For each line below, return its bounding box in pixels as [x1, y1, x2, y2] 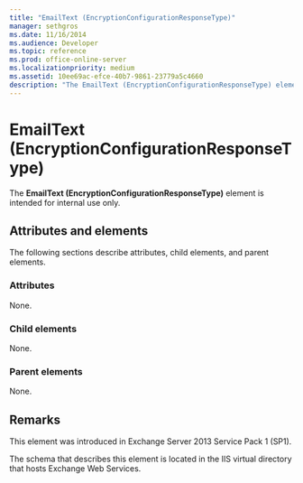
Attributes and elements [9, 223, 149, 238]
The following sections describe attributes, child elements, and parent [9, 247, 269, 258]
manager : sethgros [9, 22, 78, 31]
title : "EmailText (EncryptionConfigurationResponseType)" [9, 13, 236, 23]
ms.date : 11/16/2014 [9, 30, 87, 39]
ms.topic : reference [9, 47, 87, 56]
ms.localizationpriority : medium [9, 64, 135, 73]
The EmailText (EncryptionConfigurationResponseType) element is [9, 187, 264, 199]
